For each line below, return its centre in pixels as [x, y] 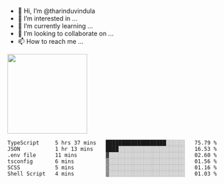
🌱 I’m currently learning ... [55, 26]
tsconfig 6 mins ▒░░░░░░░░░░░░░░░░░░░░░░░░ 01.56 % [112, 161]
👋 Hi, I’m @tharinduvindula [56, 11]
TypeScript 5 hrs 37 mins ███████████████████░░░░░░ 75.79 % [112, 143]
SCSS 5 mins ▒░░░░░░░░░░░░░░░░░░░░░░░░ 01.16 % [112, 168]
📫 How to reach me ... [50, 41]
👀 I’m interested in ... [47, 18]
